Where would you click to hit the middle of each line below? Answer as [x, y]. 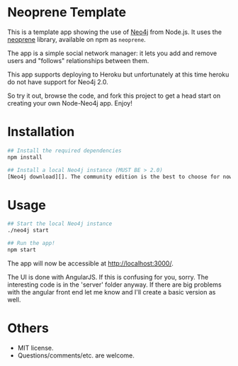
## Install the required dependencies [64, 150]
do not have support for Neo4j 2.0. [58, 81]
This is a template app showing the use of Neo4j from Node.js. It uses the [114, 32]
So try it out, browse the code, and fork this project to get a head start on [114, 96]
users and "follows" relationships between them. [78, 60]
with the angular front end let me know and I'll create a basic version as [112, 292]
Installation [41, 132]
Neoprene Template [67, 12]
